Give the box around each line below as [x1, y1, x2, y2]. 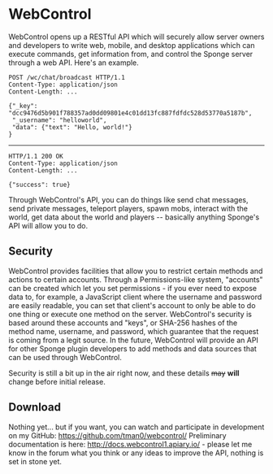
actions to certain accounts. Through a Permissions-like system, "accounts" [8, 274, 263, 285]
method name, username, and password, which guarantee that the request [8, 326, 259, 336]
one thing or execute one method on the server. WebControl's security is [8, 309, 252, 319]
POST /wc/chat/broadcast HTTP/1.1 [8, 73, 126, 81]
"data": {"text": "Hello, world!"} [11, 123, 132, 131]
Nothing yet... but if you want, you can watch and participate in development [8, 422, 265, 432]
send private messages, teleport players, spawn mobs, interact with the [8, 203, 249, 213]
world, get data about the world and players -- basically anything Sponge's [8, 212, 260, 222]
